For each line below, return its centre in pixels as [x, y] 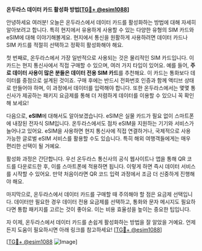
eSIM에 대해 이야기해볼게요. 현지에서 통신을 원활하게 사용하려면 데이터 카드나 [97, 37]
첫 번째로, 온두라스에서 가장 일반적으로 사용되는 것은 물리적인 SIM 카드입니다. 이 [100, 58]
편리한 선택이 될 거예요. [34, 146]
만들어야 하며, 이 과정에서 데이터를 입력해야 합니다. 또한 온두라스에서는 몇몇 [101, 88]
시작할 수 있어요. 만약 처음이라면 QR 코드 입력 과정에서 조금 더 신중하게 [96, 174]
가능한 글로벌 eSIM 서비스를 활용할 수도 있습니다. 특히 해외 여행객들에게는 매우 [99, 138]
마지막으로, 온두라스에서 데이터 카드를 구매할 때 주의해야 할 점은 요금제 [89, 194]
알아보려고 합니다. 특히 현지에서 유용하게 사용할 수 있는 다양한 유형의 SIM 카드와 [100, 30]
